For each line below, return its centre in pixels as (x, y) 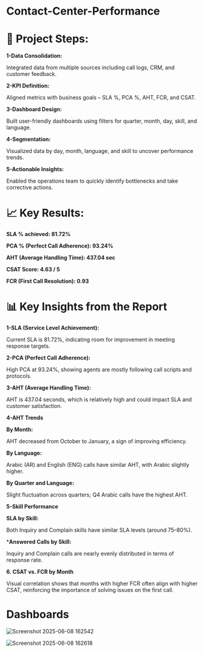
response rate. (25, 560)
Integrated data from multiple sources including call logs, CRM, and (90, 67)
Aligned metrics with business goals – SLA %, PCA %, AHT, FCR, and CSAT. (101, 98)
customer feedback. (32, 74)
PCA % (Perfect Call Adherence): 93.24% (60, 246)
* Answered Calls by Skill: (39, 542)
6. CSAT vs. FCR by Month (40, 572)
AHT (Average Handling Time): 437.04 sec (61, 258)
